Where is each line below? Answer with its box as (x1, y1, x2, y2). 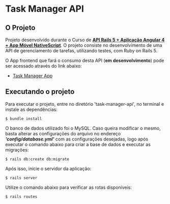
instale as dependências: (5, 106, 58, 112)
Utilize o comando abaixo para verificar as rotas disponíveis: (5, 184, 132, 190)
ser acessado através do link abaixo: (5, 63, 82, 69)
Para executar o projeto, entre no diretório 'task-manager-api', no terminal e (5, 101, 164, 107)
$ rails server (5, 175, 38, 181)
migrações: (5, 147, 29, 153)
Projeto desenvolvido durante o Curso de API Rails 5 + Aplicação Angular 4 (5, 37, 165, 43)
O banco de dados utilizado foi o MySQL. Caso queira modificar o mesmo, (5, 125, 161, 131)
